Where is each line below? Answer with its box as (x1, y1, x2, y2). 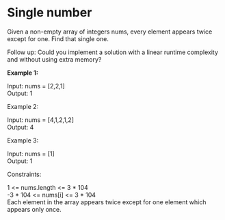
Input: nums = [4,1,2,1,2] (7, 115, 74, 124)
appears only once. (7, 205, 62, 213)
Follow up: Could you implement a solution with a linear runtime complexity (7, 48, 219, 56)
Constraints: (7, 170, 42, 178)
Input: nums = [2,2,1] (7, 82, 65, 90)
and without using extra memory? (7, 55, 102, 63)
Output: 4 (7, 123, 34, 131)
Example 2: (7, 102, 39, 110)
